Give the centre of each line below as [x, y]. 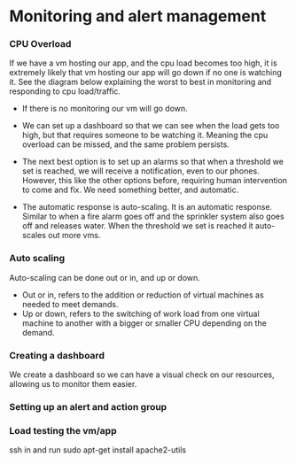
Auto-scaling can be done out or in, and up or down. [105, 277]
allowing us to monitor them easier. [73, 384]
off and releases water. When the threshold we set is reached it [138, 226]
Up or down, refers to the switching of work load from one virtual [140, 313]
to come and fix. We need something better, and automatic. [130, 190]
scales [34, 236]
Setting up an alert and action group [88, 407]
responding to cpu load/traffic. [65, 91]
